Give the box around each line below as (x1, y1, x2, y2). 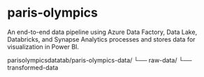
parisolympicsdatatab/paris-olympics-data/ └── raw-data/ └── (7, 55, 192, 64)
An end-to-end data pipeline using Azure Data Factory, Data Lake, (7, 28, 198, 36)
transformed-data (7, 63, 59, 71)
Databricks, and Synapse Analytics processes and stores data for (7, 35, 196, 43)
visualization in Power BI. (7, 42, 79, 51)
